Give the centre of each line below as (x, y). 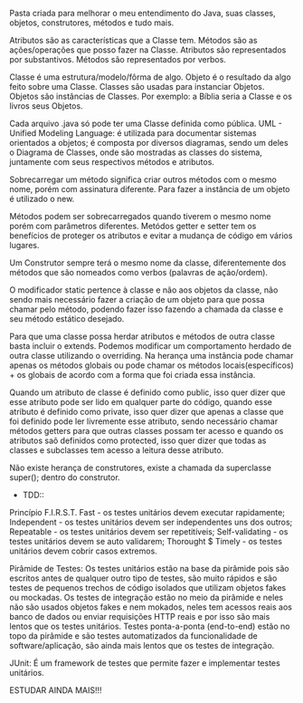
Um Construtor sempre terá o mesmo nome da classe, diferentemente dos (148, 263)
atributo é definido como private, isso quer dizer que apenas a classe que (147, 412)
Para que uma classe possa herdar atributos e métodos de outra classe (142, 336)
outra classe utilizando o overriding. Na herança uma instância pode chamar (151, 356)
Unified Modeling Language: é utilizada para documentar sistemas (133, 133)
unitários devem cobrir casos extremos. (84, 551)
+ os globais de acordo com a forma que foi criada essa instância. (133, 375)
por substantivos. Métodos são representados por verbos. (118, 59)
